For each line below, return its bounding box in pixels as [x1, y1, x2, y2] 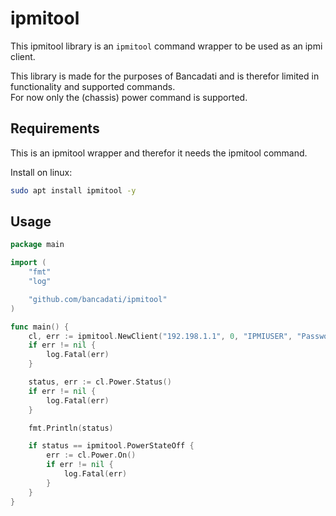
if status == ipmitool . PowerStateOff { [28, 441, 195, 451]
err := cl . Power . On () [46, 450, 137, 461]
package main [10, 240, 65, 250]
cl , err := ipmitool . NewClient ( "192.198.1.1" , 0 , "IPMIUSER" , [28, 331, 293, 341]
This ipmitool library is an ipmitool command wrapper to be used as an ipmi [10, 40, 323, 52]
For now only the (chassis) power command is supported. [10, 91, 248, 103]
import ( [10, 258, 47, 268]
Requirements [10, 120, 100, 137]
